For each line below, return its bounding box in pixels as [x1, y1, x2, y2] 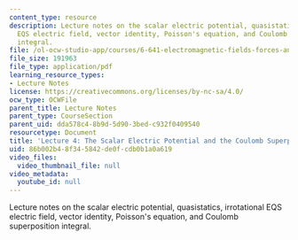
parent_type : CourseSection [9, 112, 114, 120]
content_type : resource [9, 12, 98, 22]
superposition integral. [9, 221, 91, 231]
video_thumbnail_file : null [17, 161, 122, 170]
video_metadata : [9, 169, 69, 178]
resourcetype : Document [9, 128, 98, 137]
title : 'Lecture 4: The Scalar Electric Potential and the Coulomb [9, 136, 264, 145]
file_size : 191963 [9, 54, 77, 63]
